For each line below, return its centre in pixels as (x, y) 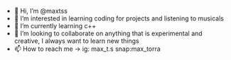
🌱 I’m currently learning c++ (55, 26)
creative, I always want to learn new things (77, 41)
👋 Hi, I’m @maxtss (41, 11)
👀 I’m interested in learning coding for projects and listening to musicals (119, 18)
